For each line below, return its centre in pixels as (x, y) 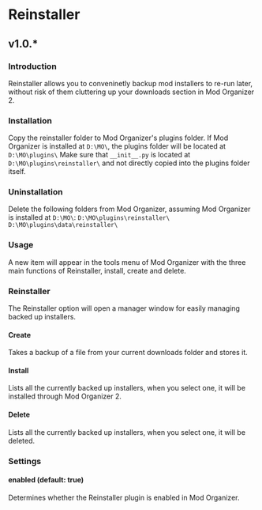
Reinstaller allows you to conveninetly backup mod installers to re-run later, (131, 83)
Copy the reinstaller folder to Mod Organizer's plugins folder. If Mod (118, 138)
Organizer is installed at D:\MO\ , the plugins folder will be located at (117, 146)
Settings (25, 461)
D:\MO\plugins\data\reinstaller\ (63, 225)
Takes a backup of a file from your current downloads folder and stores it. (128, 353)
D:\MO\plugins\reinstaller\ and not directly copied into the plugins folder (129, 163)
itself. (17, 172)
